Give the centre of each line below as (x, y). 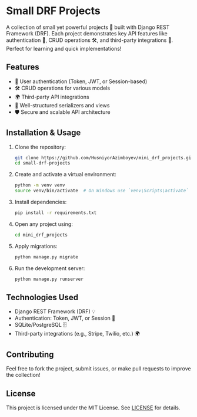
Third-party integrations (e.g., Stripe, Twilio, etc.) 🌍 (77, 334)
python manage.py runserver (49, 279)
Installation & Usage (44, 133)
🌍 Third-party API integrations (52, 97)
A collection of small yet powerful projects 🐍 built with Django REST (88, 27)
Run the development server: (50, 268)
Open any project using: (44, 224)
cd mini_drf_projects (41, 235)
